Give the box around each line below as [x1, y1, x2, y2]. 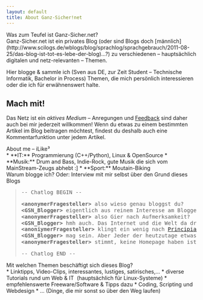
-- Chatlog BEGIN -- [21, 189, 82, 196]
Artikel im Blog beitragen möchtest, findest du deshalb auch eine [6, 127, 168, 134]
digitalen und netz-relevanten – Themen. [6, 57, 108, 64]
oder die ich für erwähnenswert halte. [6, 81, 100, 88]
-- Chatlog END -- [21, 250, 76, 257]
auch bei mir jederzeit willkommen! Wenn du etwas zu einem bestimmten [6, 121, 188, 128]
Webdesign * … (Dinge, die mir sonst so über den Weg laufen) [6, 287, 161, 295]
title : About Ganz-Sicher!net [6, 14, 83, 20]
